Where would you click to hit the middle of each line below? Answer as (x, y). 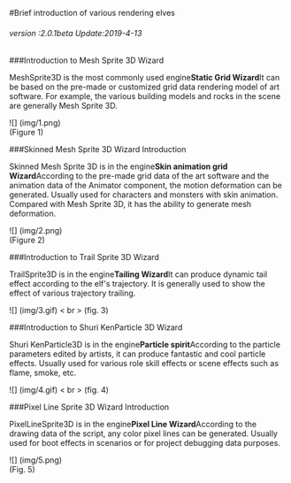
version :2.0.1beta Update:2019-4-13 (76, 33)
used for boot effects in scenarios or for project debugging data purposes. (145, 443)
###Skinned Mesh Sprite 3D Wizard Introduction (98, 149)
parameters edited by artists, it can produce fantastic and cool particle (138, 354)
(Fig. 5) (22, 470)
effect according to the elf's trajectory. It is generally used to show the (137, 284)
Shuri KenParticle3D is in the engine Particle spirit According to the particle (145, 345)
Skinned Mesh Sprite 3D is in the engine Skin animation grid (119, 166)
